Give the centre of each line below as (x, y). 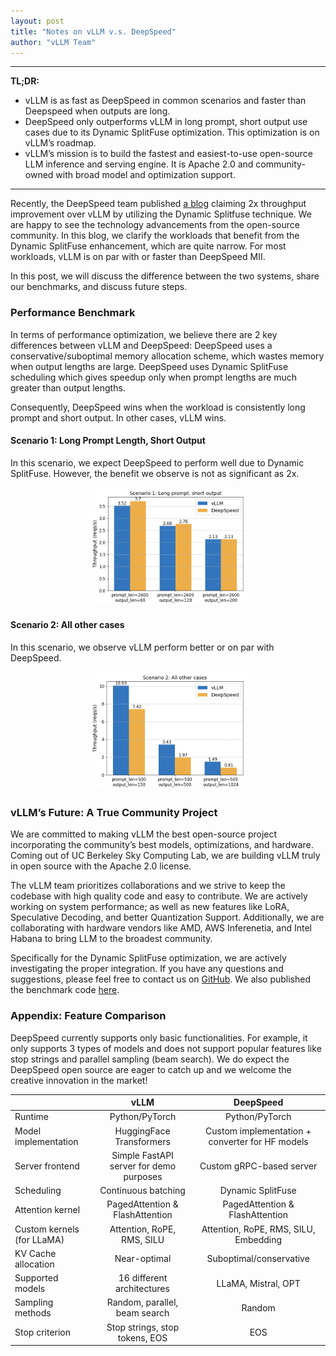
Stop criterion (43, 1332)
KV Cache (35, 1253)
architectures (142, 1289)
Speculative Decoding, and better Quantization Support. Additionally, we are (167, 917)
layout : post (37, 21)
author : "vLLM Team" (53, 42)
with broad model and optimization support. (145, 175)
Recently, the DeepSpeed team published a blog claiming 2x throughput (158, 204)
